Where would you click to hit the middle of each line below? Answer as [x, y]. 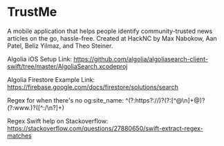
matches [20, 136]
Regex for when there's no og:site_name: [66, 100]
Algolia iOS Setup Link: [40, 59]
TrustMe [32, 12]
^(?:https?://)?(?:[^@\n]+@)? [165, 100]
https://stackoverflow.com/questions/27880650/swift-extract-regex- [105, 128]
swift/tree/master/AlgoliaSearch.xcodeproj [67, 66]
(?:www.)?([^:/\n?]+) [36, 107]
